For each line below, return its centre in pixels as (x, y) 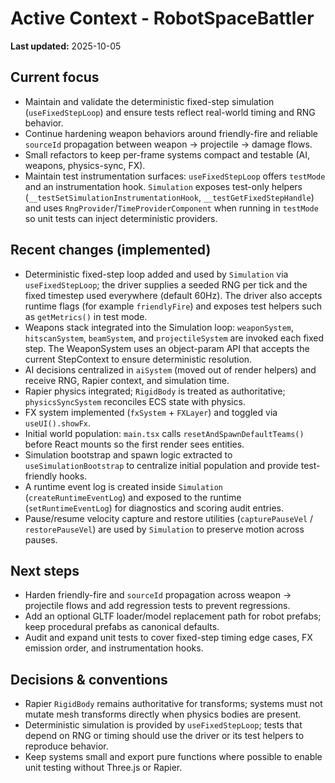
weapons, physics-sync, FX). (85, 165)
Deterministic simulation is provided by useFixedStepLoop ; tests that (163, 725)
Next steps (45, 570)
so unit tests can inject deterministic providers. (121, 218)
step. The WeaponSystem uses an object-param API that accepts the (167, 348)
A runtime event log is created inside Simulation (124, 486)
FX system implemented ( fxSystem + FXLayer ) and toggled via (151, 412)
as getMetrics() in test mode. (86, 316)
